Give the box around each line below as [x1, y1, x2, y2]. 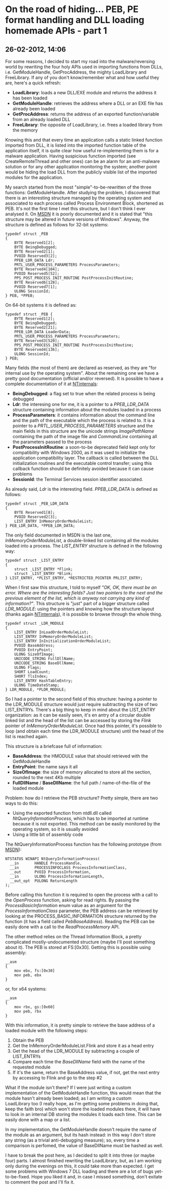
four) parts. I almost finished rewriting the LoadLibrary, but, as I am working [5, 1158, 162, 1163]
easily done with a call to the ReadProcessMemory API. [5, 924, 120, 930]
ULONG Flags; [14, 665, 42, 670]
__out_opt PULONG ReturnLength [10, 878, 78, 883]
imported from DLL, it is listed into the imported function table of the [5, 142, 146, 148]
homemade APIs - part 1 [5, 25, 107, 36]
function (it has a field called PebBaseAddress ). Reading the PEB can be [5, 919, 155, 924]
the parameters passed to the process [12, 439, 92, 445]
